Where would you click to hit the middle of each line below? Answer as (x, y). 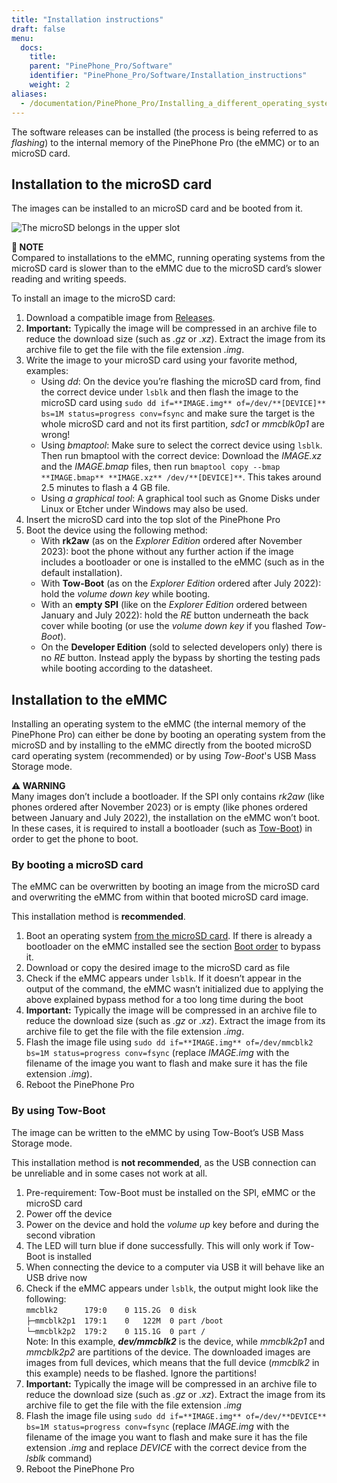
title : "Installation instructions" (87, 19)
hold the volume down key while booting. (125, 594)
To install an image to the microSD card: (93, 298)
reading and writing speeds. (69, 279)
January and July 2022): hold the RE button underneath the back (174, 615)
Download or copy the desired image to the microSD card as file (158, 968)
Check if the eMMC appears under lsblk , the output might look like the (172, 1288)
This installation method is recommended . (98, 917)
